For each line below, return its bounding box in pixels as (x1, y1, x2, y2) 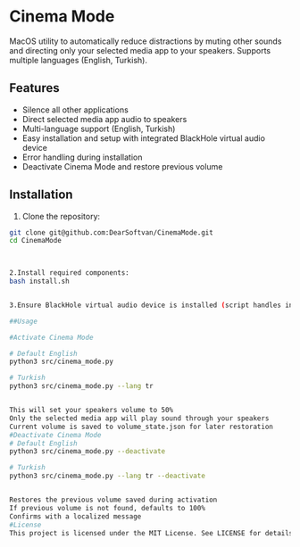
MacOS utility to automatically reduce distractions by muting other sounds (9, 36, 282, 46)
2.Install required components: (9, 269, 129, 278)
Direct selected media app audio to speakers (21, 113, 187, 124)
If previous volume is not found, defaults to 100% (9, 503, 205, 512)
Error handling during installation (21, 152, 143, 162)
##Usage (9, 317, 38, 326)
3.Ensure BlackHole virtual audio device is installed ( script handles (9, 301, 281, 310)
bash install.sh (9, 277, 70, 286)
